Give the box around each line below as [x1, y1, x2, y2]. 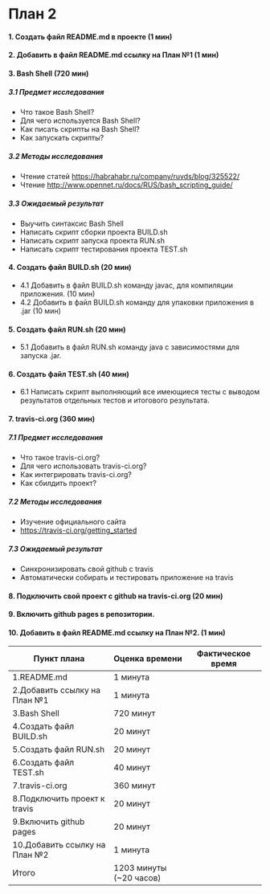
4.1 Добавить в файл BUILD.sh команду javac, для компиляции [19, 280, 234, 290]
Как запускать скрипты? [19, 133, 104, 142]
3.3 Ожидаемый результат [8, 198, 104, 208]
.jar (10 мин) [19, 306, 62, 316]
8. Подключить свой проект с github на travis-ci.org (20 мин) [8, 591, 223, 601]
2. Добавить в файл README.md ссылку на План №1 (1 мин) [8, 50, 219, 60]
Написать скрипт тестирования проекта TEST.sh [19, 244, 188, 254]
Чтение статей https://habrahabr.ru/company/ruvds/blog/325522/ [19, 171, 240, 181]
